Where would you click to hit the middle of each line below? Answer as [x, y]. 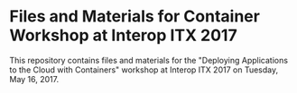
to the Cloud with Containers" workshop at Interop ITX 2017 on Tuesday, [144, 70]
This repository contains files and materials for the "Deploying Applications [149, 60]
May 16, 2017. [34, 79]
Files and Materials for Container [135, 17]
